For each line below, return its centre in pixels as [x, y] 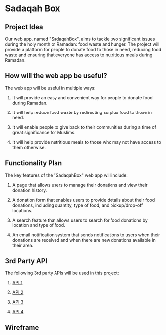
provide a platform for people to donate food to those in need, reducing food [83, 50]
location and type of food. [39, 225]
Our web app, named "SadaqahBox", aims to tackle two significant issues [80, 39]
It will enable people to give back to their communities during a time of [84, 127]
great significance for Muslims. [44, 132]
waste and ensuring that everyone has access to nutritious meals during [79, 55]
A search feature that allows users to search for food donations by [80, 220]
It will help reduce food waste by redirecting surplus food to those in [82, 112]
